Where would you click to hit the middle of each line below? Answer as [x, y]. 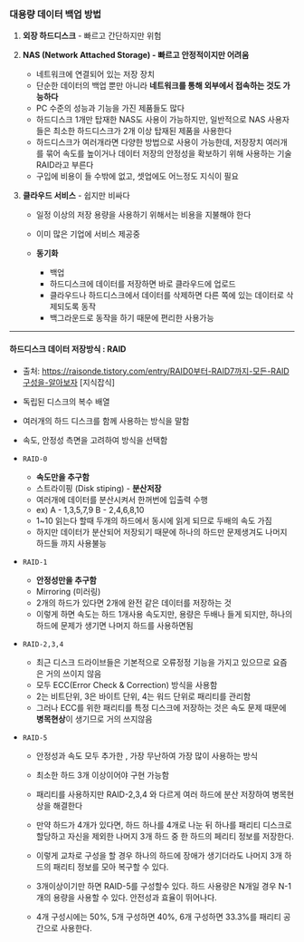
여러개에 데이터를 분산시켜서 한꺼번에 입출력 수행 [122, 500]
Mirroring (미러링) [68, 591]
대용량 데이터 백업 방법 [56, 14]
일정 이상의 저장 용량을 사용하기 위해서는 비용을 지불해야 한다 [143, 215]
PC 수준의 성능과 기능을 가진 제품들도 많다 [110, 108]
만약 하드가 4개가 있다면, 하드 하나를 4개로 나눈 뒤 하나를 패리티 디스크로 [164, 825]
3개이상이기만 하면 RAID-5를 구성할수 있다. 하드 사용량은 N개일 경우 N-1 [164, 886]
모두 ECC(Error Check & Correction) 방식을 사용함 [127, 685]
